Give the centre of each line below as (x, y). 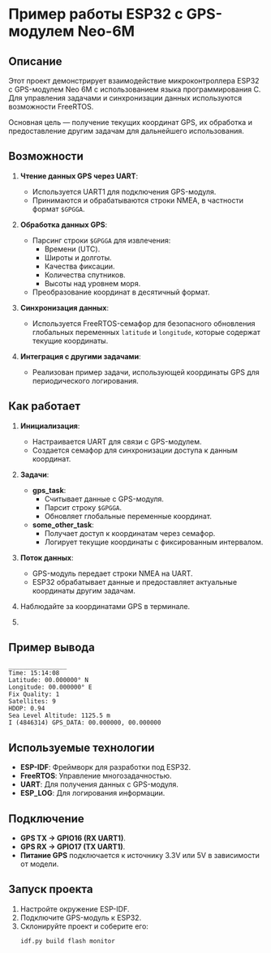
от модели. (39, 864)
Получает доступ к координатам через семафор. (130, 533)
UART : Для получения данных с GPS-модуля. (99, 784)
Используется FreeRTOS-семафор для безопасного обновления (144, 323)
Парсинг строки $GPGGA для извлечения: (101, 240)
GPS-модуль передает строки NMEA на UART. (112, 573)
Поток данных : (47, 557)
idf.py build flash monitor (67, 941)
